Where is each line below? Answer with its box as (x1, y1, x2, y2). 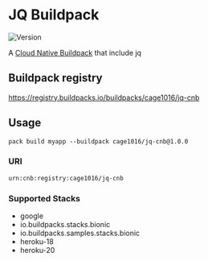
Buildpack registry (8, 71, 103, 85)
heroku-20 (19, 246, 55, 255)
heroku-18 (19, 237, 54, 246)
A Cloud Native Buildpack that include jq (8, 48, 142, 57)
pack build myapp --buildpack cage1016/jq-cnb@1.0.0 (8, 137, 189, 146)
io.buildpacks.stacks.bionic (19, 220, 111, 230)
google (19, 211, 44, 221)
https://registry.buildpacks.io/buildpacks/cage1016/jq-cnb (8, 93, 200, 102)
